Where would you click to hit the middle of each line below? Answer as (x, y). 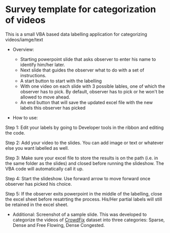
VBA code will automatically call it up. (44, 169)
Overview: (23, 49)
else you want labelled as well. (37, 148)
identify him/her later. (42, 64)
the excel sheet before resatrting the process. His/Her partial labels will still (84, 199)
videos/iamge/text (24, 40)
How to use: (25, 117)
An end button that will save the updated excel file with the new (87, 102)
